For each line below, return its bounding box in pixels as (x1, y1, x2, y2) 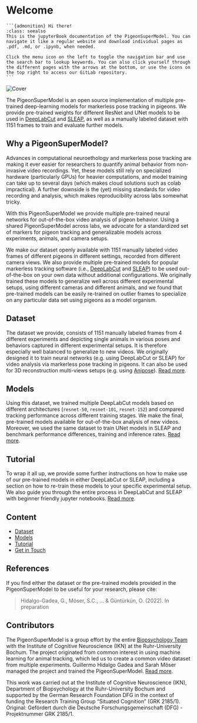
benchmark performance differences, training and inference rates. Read (6, 431, 181, 438)
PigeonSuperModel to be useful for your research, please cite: (6, 585, 157, 593)
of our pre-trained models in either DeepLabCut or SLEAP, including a (6, 476, 175, 483)
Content (6, 512, 37, 522)
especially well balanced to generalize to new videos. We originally (6, 348, 168, 355)
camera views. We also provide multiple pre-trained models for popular (6, 259, 179, 266)
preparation (20, 603, 49, 610)
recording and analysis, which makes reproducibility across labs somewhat (6, 192, 188, 199)
